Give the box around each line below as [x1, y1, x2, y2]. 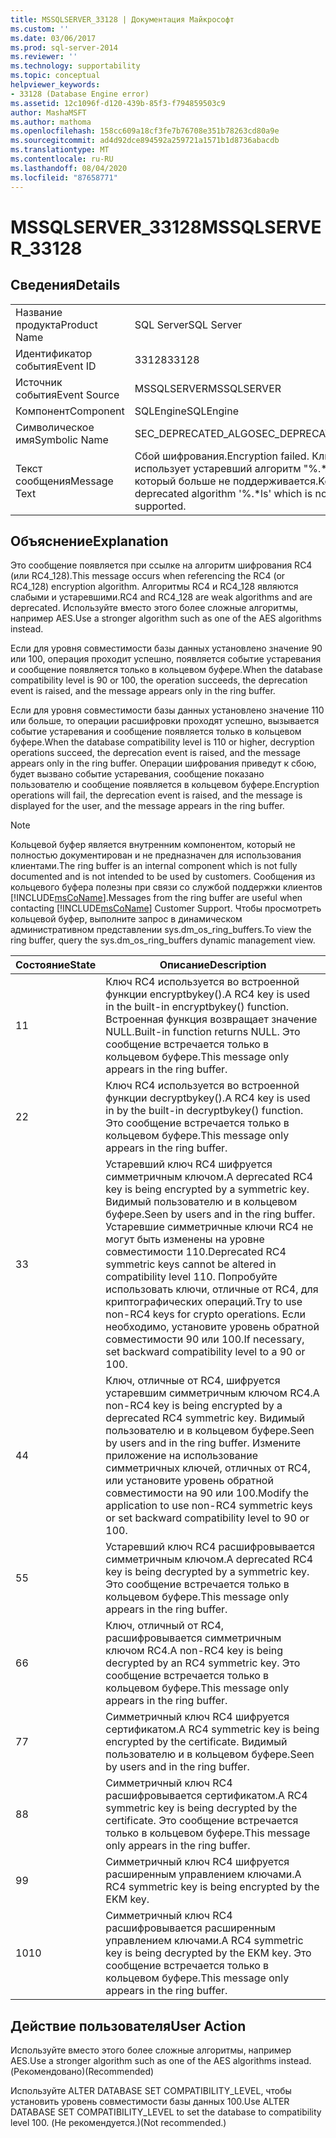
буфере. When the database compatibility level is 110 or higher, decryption [10, 736, 315, 748]
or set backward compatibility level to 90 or [105, 1511, 310, 1525]
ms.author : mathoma [10, 117, 92, 127]
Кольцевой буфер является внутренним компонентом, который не [10, 839, 296, 851]
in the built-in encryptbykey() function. [105, 1000, 290, 1014]
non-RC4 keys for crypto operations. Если [105, 1307, 306, 1321]
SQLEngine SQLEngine [134, 404, 239, 418]
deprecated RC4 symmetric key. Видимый [105, 1411, 306, 1425]
